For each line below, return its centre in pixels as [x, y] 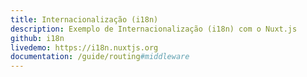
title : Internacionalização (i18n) [84, 19]
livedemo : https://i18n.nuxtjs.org [84, 47]
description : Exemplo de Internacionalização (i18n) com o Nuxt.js [154, 29]
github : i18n [37, 38]
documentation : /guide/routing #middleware [100, 57]
